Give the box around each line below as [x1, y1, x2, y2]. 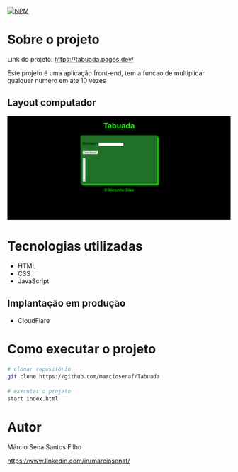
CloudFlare [17, 316, 50, 324]
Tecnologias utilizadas [7, 238, 143, 255]
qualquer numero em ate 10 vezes [7, 76, 106, 84]
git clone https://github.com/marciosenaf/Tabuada [7, 373, 160, 380]
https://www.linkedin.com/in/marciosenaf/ [7, 456, 130, 465]
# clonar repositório [7, 366, 72, 373]
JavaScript [17, 277, 50, 285]
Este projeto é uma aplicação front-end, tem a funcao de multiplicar [7, 68, 205, 77]
